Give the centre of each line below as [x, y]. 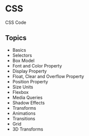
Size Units [23, 87]
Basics [19, 50]
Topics [16, 38]
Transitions [24, 118]
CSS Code [16, 22]
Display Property [30, 71]
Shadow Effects [28, 103]
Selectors [22, 55]
